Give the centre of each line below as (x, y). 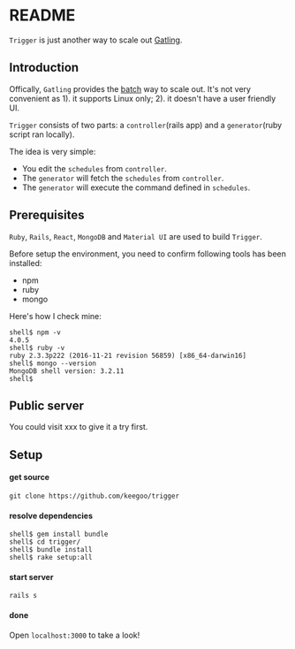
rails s (23, 596)
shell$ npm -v (35, 332)
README (42, 15)
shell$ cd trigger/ (45, 542)
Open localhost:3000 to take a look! (75, 635)
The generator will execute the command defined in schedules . (136, 187)
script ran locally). (42, 134)
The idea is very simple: (53, 151)
